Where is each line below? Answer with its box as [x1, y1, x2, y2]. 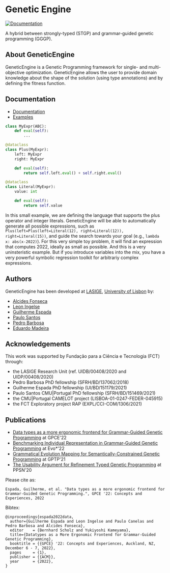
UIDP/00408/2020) [12, 374, 54, 380]
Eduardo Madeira [12, 325, 49, 331]
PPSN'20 [12, 467, 32, 473]
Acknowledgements [5, 340, 71, 349]
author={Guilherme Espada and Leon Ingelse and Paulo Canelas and [10, 519, 154, 524]
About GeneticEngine [5, 50, 75, 59]
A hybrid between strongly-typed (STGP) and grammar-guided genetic [5, 30, 154, 36]
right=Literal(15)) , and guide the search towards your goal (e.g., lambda [5, 233, 159, 239]
